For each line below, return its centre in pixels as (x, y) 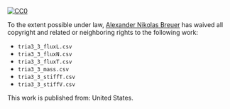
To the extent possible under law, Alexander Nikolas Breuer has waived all (115, 25)
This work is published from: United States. (70, 98)
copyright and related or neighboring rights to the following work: (103, 32)
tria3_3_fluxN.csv (45, 54)
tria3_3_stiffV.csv (46, 85)
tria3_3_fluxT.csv (45, 62)
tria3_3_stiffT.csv (46, 77)
